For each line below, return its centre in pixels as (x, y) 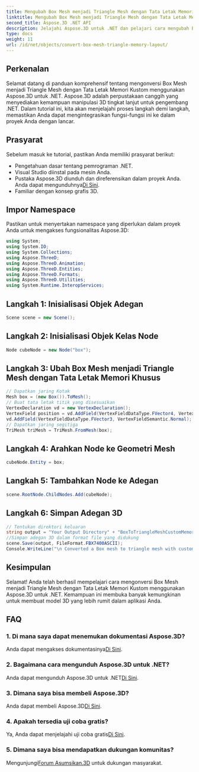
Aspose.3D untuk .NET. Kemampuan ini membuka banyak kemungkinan (94, 594)
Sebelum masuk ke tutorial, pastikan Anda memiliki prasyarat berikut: (90, 154)
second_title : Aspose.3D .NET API (49, 23)
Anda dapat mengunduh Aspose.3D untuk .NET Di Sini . (73, 677)
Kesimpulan (29, 568)
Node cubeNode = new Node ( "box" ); (49, 350)
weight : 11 (20, 39)
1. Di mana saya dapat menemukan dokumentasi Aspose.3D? (96, 636)
